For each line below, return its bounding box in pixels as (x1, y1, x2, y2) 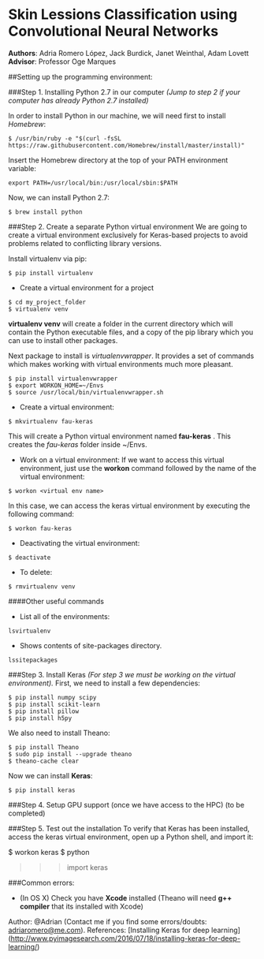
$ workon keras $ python (8, 847, 90, 856)
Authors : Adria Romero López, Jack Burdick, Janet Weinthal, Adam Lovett (8, 48, 250, 58)
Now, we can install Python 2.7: (8, 192, 110, 202)
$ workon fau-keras (8, 524, 73, 532)
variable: (8, 163, 37, 173)
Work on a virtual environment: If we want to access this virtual (19, 455, 225, 465)
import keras (66, 862, 109, 872)
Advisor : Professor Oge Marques (8, 57, 117, 66)
